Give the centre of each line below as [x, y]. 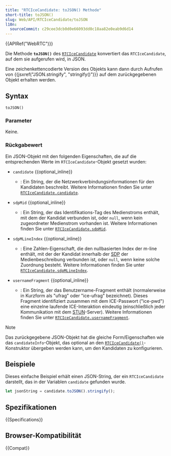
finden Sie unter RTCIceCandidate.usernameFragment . [75, 317]
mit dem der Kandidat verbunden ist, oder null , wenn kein [81, 218]
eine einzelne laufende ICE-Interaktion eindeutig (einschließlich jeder [93, 306]
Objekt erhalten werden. [31, 80]
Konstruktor [18, 348]
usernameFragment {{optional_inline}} [51, 280]
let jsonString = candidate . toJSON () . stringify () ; [60, 391]
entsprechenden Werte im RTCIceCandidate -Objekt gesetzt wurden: [76, 161]
